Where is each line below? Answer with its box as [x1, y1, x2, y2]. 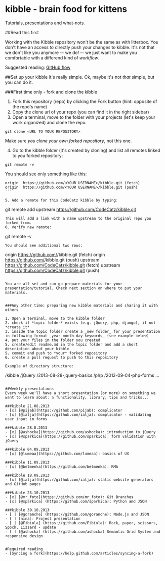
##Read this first [5, 29, 39, 35]
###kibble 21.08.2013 [5, 404, 50, 408]
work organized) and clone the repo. [12, 119, 87, 125]
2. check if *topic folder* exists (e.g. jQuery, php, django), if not [5, 320, 156, 325]
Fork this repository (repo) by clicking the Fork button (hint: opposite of [12, 98, 157, 104]
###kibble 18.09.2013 [5, 473, 50, 478]
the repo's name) [12, 103, 47, 109]
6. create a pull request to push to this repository [5, 355, 119, 360]
